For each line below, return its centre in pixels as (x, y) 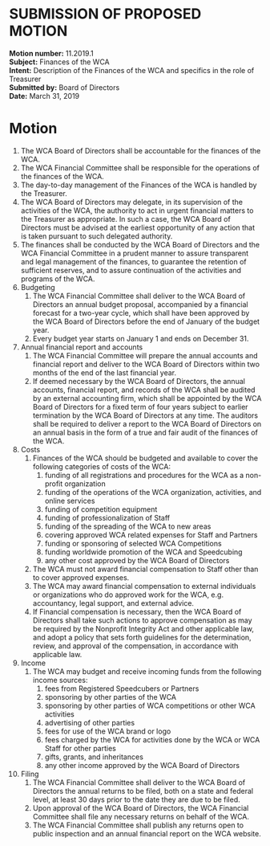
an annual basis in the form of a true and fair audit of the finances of (145, 432)
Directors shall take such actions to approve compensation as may (142, 620)
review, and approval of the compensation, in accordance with (135, 646)
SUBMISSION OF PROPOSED (105, 14)
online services (70, 501)
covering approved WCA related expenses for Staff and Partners (151, 534)
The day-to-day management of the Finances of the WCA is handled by (139, 185)
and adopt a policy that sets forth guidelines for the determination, (142, 637)
